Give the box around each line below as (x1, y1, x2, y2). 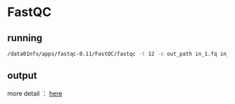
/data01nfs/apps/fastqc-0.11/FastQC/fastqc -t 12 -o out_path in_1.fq (7, 50, 218, 57)
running (7, 32, 43, 44)
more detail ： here (7, 89, 63, 98)
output (7, 70, 37, 82)
